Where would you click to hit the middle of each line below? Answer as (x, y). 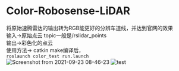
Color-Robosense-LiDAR (68, 11)
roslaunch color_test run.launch (48, 56)
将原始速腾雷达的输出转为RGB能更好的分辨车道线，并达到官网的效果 (90, 28)
